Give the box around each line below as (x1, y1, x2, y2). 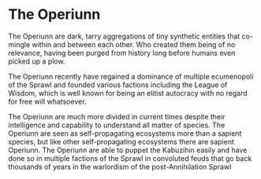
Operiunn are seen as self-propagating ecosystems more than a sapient (8, 128, 242, 138)
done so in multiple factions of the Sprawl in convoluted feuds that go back (8, 153, 252, 163)
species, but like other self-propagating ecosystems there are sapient (8, 137, 235, 146)
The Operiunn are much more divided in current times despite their (8, 111, 226, 121)
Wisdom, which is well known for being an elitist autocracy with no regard (8, 88, 248, 97)
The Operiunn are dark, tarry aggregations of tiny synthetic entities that (8, 31, 240, 41)
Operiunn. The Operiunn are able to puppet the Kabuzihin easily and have (8, 145, 248, 155)
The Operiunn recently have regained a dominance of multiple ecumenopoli (8, 71, 254, 81)
